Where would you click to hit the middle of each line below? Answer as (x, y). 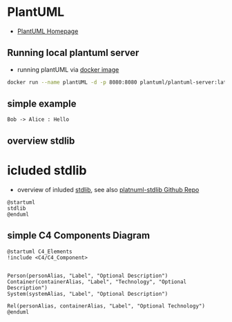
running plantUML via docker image (68, 69)
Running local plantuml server (73, 53)
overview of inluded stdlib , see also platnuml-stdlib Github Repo (108, 189)
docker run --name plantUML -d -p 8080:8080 (72, 82)
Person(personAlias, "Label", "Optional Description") (88, 276)
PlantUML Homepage (48, 31)
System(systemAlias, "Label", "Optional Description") (88, 294)
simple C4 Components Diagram (79, 236)
